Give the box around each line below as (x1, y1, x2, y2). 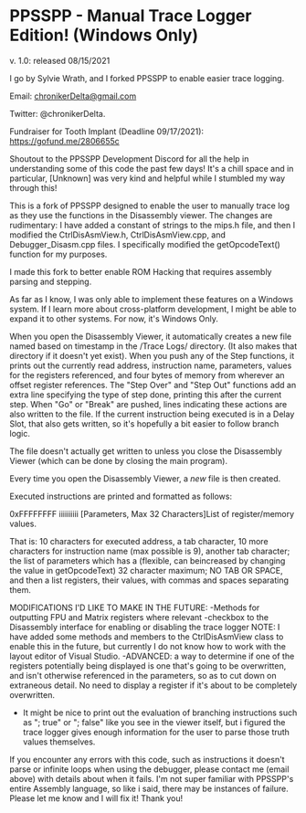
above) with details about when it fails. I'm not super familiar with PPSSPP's (9, 773, 294, 784)
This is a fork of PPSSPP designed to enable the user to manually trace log (9, 200, 290, 211)
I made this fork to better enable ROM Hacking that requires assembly (9, 266, 272, 277)
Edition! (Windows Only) (9, 25, 199, 46)
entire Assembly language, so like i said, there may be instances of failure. (9, 783, 290, 794)
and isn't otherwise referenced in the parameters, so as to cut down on (9, 670, 277, 681)
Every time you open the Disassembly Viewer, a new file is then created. (9, 472, 281, 484)
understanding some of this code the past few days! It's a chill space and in (9, 163, 294, 174)
